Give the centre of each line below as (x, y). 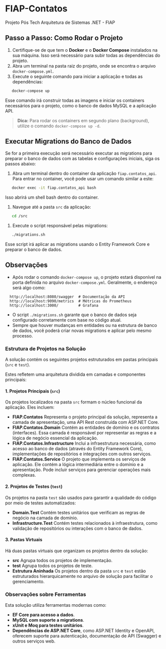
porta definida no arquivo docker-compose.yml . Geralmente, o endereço (85, 282)
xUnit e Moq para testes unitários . (48, 625)
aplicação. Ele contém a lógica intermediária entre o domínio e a (78, 465)
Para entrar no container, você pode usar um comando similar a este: (83, 179)
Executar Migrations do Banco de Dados (68, 141)
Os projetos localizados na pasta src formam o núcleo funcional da (74, 402)
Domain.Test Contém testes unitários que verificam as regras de (79, 512)
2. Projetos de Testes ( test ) (34, 486)
